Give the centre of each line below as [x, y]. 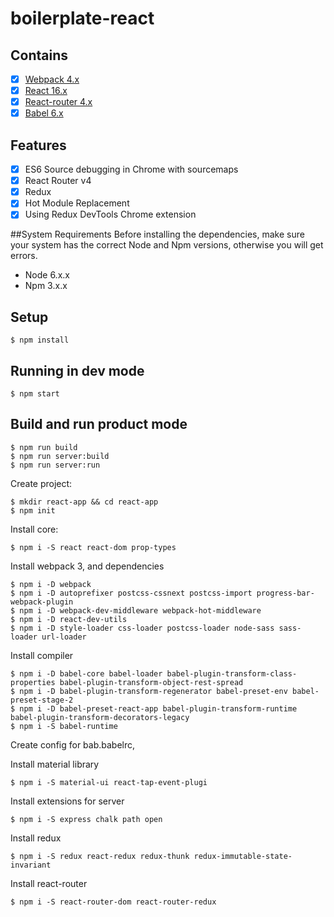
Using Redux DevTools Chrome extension [110, 214]
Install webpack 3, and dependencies [87, 566]
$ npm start [35, 394]
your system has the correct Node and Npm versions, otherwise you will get [167, 245]
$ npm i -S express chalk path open [86, 819]
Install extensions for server [67, 801]
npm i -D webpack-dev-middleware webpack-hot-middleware [140, 610]
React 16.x [46, 91]
